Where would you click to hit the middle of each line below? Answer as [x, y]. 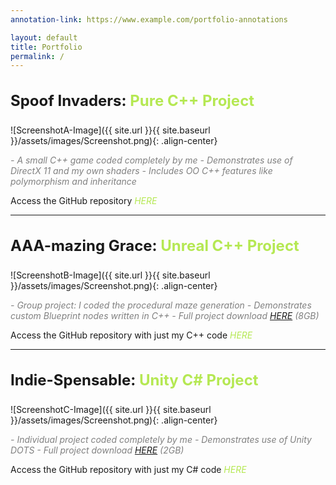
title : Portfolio [46, 47]
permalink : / [37, 56]
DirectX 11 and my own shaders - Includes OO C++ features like [141, 171]
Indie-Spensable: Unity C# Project [134, 380]
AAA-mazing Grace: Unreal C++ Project [155, 246]
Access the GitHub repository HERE [84, 201]
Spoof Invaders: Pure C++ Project [132, 101]
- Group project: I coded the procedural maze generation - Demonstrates [161, 305]
